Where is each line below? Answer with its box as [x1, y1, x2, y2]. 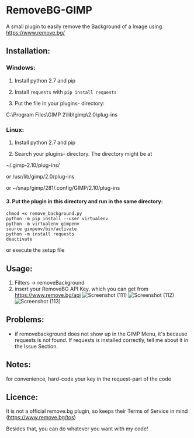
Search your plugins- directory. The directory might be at [14, 150, 153, 157]
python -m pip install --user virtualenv [6, 216, 109, 222]
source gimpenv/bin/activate [6, 226, 77, 232]
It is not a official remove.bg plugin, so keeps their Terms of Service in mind [6, 408, 188, 415]
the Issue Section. [14, 343, 58, 350]
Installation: [6, 46, 51, 56]
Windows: [6, 64, 36, 72]
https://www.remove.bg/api [14, 291, 81, 299]
